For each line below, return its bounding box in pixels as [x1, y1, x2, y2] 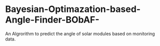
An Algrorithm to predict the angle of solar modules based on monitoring [5, 30, 155, 36]
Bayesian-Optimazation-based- [5, 3, 141, 15]
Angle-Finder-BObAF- [5, 14, 99, 25]
